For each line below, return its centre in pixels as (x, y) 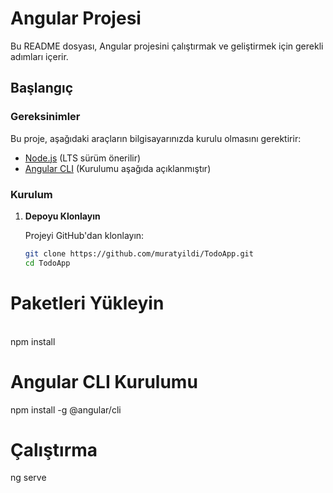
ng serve (28, 478)
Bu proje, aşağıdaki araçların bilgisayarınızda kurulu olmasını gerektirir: (156, 138)
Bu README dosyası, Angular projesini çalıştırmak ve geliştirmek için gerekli (167, 46)
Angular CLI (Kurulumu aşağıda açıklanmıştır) (118, 168)
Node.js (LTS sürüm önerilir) (83, 158)
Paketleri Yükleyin (87, 303)
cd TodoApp (47, 263)
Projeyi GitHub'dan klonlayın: (84, 235)
